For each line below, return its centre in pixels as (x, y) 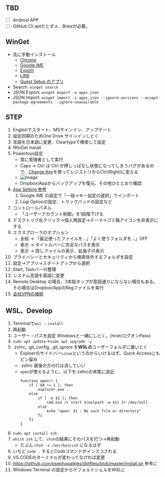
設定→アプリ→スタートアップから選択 (51, 263)
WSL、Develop (29, 311)
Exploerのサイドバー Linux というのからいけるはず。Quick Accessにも (90, 353)
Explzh (27, 70)
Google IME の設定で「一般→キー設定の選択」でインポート (80, 195)
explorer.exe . (53, 390)
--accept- (150, 98)
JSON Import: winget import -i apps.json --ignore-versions (75, 97)
